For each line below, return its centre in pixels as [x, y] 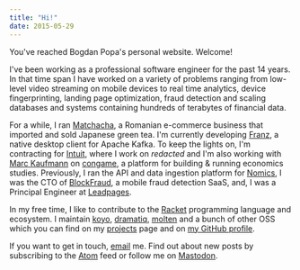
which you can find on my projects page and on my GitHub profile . [132, 228]
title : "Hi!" [34, 18]
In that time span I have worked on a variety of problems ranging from [139, 78]
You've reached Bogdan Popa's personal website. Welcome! [121, 51]
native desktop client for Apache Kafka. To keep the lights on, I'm [130, 144]
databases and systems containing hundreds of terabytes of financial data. [148, 107]
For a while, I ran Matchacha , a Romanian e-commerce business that [136, 125]
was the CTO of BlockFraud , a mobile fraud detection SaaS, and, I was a [143, 182]
